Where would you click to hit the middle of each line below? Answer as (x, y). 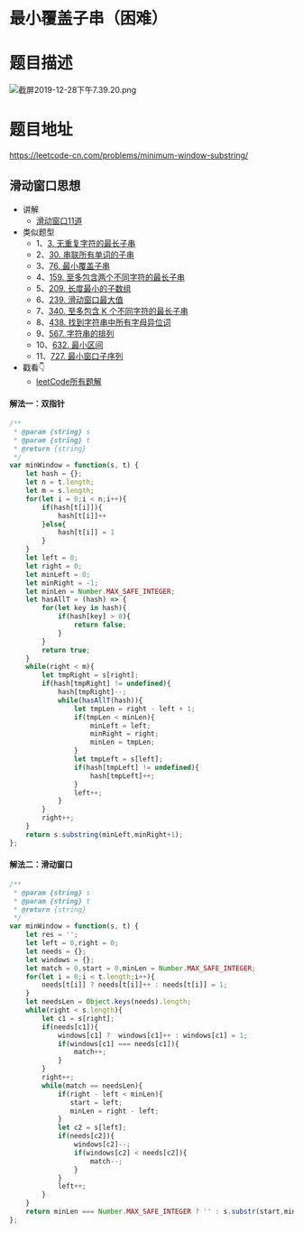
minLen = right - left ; (115, 1111)
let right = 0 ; (54, 566)
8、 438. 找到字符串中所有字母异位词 (103, 322)
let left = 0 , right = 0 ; (72, 943)
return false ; (100, 625)
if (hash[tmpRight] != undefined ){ (106, 684)
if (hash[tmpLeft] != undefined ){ (137, 767)
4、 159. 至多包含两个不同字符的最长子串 (110, 277)
